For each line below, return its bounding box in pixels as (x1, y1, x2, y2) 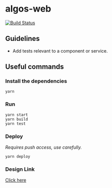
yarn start (5, 112, 28, 117)
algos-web (5, 3, 51, 15)
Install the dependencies (5, 78, 67, 85)
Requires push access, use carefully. (5, 145, 82, 151)
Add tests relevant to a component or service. (12, 48, 108, 54)
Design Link (5, 165, 35, 172)
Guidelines (5, 34, 40, 43)
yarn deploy (5, 154, 30, 159)
